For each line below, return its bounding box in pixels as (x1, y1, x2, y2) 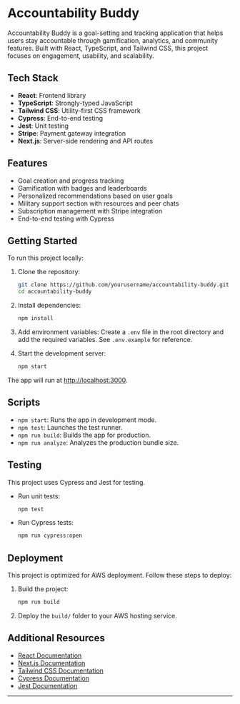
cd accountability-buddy (17, 288, 92, 296)
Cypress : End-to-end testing (17, 114, 104, 122)
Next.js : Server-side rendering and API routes (17, 136, 154, 145)
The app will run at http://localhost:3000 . (7, 376, 128, 384)
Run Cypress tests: (17, 518, 74, 527)
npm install (17, 315, 54, 322)
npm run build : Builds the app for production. (17, 431, 151, 439)
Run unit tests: (17, 491, 61, 501)
